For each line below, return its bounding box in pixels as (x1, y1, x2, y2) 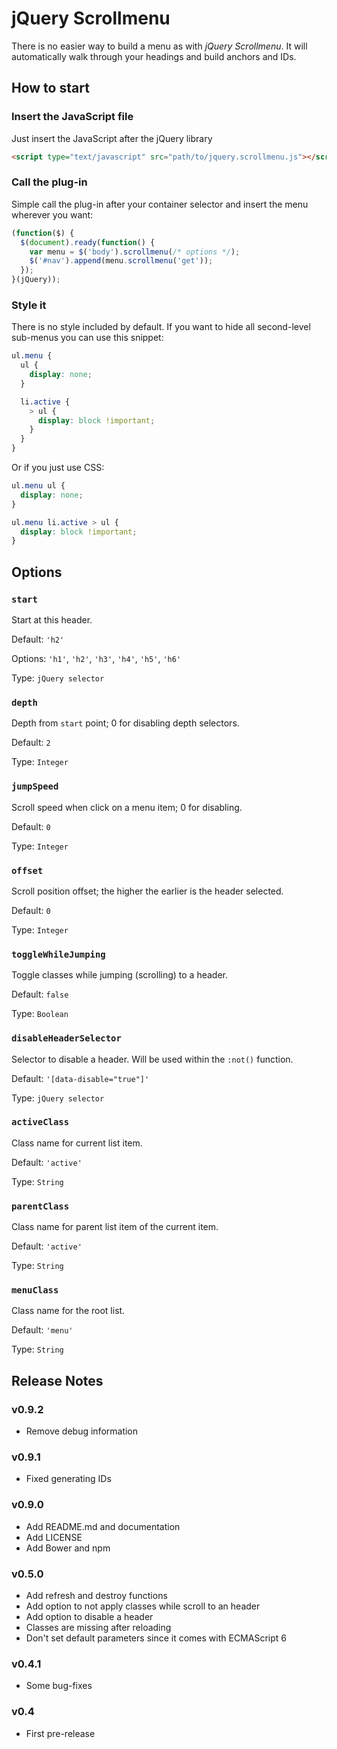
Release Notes (11, 1372, 104, 1389)
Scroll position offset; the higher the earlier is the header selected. (11, 885, 284, 897)
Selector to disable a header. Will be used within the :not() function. (11, 1053, 294, 1065)
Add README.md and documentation (25, 1520, 181, 1532)
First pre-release (25, 1727, 96, 1739)
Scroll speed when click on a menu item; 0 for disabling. (11, 801, 243, 813)
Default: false (11, 988, 69, 1001)
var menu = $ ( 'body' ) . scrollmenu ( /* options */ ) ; (29, 247, 241, 257)
